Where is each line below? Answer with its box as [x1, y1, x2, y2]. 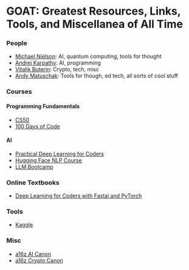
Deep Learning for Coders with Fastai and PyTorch [15, 192, 142, 199]
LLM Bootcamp [15, 163, 53, 170]
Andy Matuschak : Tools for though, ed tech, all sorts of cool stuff [15, 72, 178, 80]
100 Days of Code [15, 123, 60, 130]
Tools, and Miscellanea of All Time [6, 17, 184, 31]
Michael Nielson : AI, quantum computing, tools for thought [15, 53, 162, 60]
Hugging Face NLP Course [15, 157, 82, 164]
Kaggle [15, 221, 33, 229]
